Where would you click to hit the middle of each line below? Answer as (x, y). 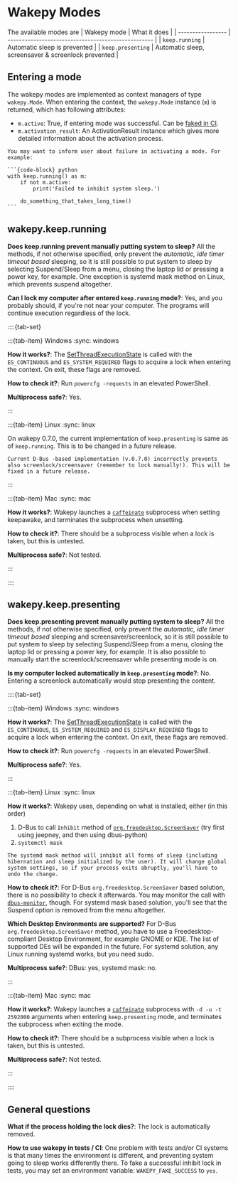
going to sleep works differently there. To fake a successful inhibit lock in (114, 1163)
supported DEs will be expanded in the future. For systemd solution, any (113, 947)
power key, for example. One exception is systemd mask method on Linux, (116, 276)
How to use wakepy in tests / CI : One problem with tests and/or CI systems (118, 1148)
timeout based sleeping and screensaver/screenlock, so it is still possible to (118, 637)
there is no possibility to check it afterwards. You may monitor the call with (117, 895)
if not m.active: (46, 182)
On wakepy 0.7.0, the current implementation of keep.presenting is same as (118, 438)
